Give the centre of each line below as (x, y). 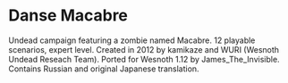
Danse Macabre (68, 16)
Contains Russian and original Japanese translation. (104, 69)
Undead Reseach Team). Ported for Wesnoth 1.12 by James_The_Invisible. (144, 59)
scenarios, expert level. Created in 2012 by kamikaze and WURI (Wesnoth (144, 49)
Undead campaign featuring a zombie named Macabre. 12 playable (132, 40)
